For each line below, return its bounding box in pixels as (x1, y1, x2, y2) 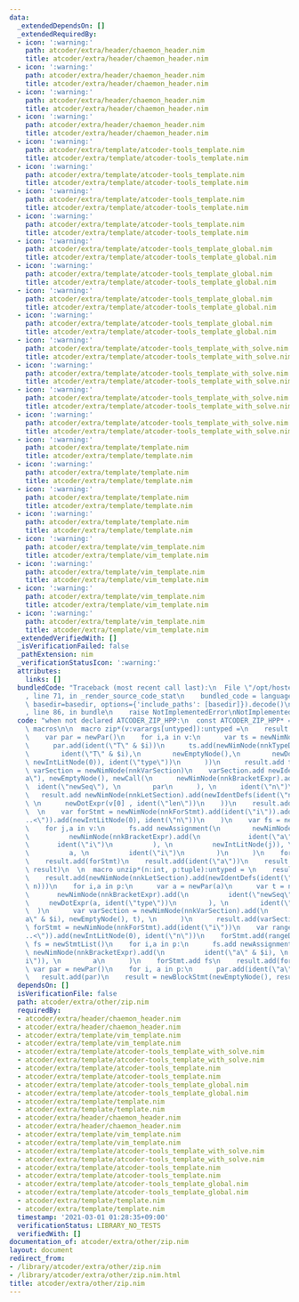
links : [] (25, 675, 62, 683)
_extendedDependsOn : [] (17, 21, 105, 30)
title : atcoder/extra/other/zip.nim (9, 1279, 145, 1288)
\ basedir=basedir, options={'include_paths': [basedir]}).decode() (25, 700, 285, 708)
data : (9, 12, 29, 22)
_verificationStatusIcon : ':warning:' (17, 659, 162, 667)
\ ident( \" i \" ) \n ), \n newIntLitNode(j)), (25, 840, 285, 850)
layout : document (9, 1246, 74, 1255)
